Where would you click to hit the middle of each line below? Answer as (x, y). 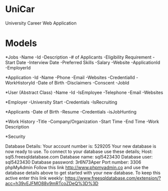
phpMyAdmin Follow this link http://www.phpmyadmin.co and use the (77, 167)
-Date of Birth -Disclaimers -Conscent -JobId (82, 82)
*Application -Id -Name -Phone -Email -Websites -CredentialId (70, 77)
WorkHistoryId (20, 82)
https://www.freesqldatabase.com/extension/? (113, 178)
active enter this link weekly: (35, 178)
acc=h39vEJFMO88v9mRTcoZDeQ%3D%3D (52, 183)
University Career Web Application (41, 23)
